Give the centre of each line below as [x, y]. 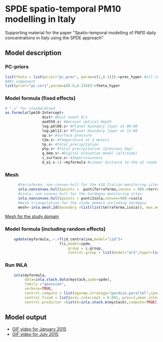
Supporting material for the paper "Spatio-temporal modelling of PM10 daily [81, 32]
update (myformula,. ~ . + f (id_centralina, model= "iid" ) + [68, 239]
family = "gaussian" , [45, 284]
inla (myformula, [30, 275]
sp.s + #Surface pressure [67, 135]
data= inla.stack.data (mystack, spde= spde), [68, 280]
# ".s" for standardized [30, 108]
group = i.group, [85, 248]
